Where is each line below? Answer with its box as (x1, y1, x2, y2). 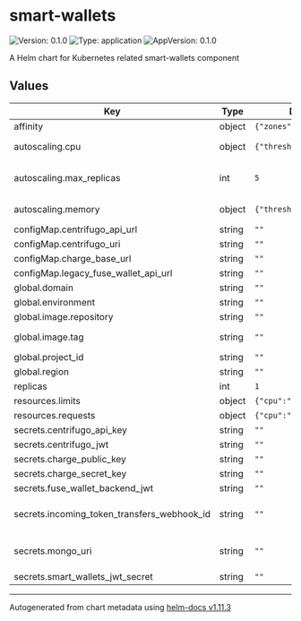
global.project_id (13, 350, 84, 363)
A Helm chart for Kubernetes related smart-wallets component (9, 52, 240, 63)
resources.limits (13, 394, 81, 407)
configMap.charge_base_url (13, 252, 132, 264)
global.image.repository (13, 310, 114, 323)
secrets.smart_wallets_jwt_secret (13, 570, 154, 582)
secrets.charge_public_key (13, 453, 127, 465)
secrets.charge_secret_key (13, 467, 127, 479)
